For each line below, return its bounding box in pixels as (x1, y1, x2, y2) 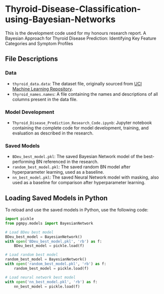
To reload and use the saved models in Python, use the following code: (5, 207, 149, 213)
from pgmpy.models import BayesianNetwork (5, 221, 93, 226)
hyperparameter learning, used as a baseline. (12, 169, 105, 175)
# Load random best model (5, 252, 58, 257)
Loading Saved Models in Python (5, 194, 108, 202)
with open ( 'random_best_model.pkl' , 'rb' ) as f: (5, 262, 107, 267)
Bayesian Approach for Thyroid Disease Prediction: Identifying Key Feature (5, 35, 157, 41)
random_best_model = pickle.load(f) (14, 266, 89, 271)
